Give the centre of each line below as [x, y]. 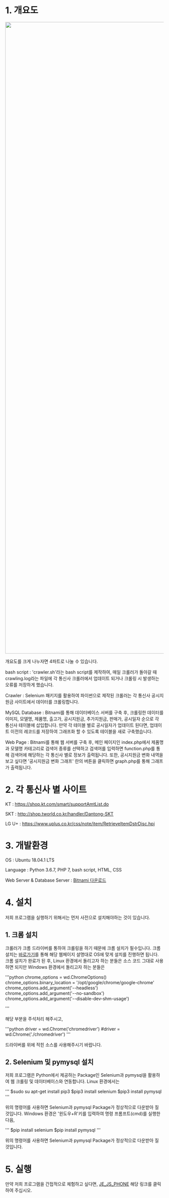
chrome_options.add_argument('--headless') [52, 988]
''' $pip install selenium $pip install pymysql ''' [53, 1130]
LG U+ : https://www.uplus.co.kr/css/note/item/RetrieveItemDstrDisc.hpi [80, 824]
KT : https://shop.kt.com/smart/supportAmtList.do [57, 804]
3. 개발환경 [27, 846]
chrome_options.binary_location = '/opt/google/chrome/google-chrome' [80, 982]
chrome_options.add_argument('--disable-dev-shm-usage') [67, 998]
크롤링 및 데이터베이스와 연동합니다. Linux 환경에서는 [68, 1081]
